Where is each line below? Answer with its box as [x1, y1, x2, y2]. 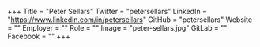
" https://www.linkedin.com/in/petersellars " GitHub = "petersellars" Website [7, 15, 253, 24]
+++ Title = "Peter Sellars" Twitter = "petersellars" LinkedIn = [7, 7, 207, 16]
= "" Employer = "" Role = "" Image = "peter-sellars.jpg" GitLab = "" [7, 23, 228, 32]
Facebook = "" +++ [7, 31, 70, 41]
